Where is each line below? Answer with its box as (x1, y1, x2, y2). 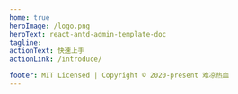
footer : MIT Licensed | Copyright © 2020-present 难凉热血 (9, 71, 230, 81)
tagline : (9, 38, 42, 47)
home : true (9, 13, 50, 22)
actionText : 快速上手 (9, 47, 85, 56)
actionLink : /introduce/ (9, 55, 102, 64)
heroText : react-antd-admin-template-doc (9, 30, 167, 38)
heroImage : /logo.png (9, 21, 91, 30)
